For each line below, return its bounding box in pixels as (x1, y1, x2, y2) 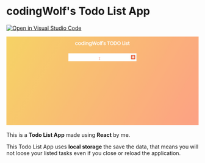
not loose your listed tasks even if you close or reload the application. (6, 149, 181, 156)
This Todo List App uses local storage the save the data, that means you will (6, 143, 199, 150)
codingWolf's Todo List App (6, 4, 151, 18)
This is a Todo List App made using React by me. (6, 131, 131, 138)
